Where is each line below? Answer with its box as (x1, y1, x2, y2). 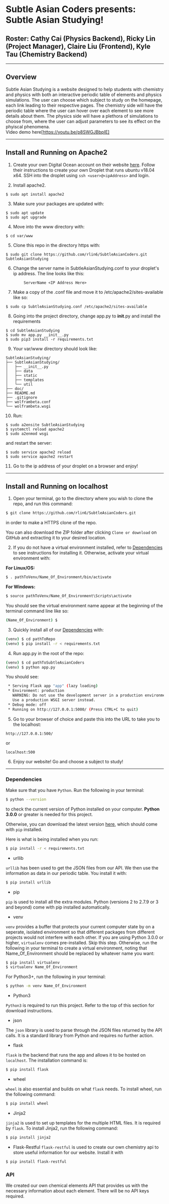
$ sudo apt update (6, 210, 44, 215)
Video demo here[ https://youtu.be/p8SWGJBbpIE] (6, 129, 110, 135)
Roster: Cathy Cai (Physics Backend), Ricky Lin (6, 34, 156, 43)
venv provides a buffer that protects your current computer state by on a (6, 923, 155, 929)
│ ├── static (6, 373, 38, 378)
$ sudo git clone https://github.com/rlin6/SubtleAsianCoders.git (6, 252, 147, 257)
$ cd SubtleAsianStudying (6, 328, 60, 333)
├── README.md (6, 390, 36, 395)
